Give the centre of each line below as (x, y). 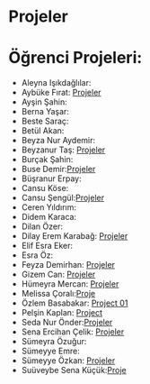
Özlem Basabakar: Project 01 (75, 303)
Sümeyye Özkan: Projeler (68, 361)
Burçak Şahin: (47, 160)
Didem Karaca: (49, 217)
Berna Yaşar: (45, 112)
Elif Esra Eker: (47, 246)
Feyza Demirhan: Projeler (68, 265)
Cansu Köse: (45, 188)
